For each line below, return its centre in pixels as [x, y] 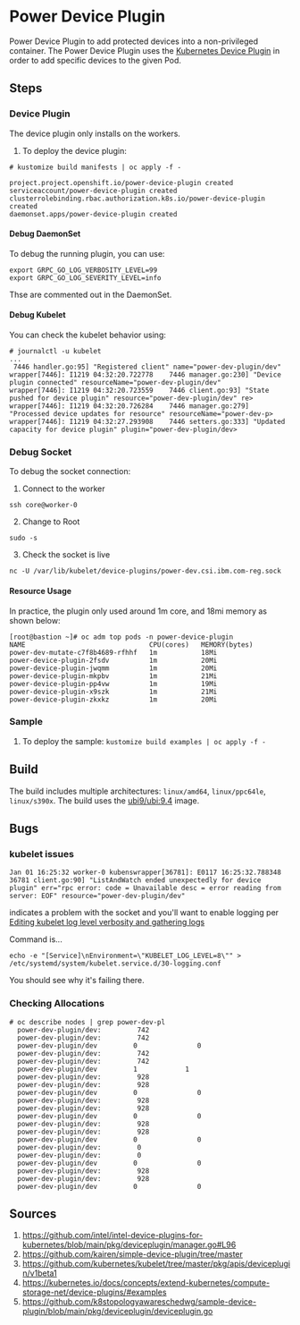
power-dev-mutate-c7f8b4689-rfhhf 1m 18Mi [113, 652]
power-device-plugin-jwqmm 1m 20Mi [113, 668]
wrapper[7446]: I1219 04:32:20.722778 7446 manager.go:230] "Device [145, 375]
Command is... [36, 939]
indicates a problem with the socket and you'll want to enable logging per [144, 913]
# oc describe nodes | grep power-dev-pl [87, 1022]
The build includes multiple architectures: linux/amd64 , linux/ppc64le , [137, 791]
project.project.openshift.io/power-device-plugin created [121, 183]
